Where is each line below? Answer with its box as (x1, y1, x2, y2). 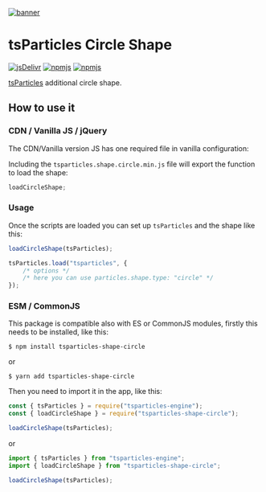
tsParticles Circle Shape (8, 36, 173, 54)
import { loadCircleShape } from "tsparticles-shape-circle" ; (8, 461, 221, 469)
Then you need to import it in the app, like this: (8, 387, 162, 396)
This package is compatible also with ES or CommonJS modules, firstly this (8, 318, 259, 329)
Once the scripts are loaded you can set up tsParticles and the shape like (8, 220, 256, 230)
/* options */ (23, 266, 70, 275)
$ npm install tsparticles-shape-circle (8, 342, 146, 351)
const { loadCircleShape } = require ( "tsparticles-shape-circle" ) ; (8, 410, 239, 418)
